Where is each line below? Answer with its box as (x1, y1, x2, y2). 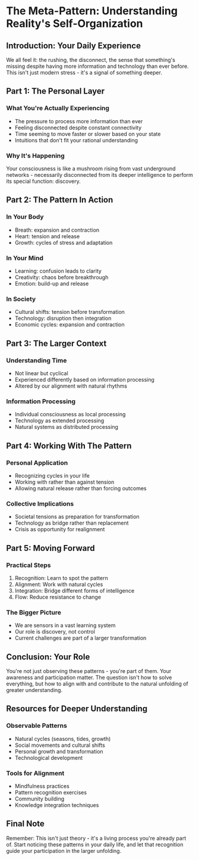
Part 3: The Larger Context (6, 338, 107, 348)
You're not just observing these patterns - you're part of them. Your (6, 668, 172, 675)
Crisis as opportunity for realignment (14, 526, 105, 533)
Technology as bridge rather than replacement (14, 519, 129, 526)
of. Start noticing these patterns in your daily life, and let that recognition (6, 841, 184, 848)
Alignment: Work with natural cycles (14, 581, 103, 588)
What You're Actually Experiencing (6, 104, 110, 113)
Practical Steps (6, 561, 51, 569)
